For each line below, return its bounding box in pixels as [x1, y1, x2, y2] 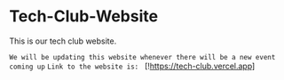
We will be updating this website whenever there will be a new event [9, 52, 276, 61]
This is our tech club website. [9, 36, 117, 46]
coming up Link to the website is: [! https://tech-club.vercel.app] [9, 60, 256, 71]
